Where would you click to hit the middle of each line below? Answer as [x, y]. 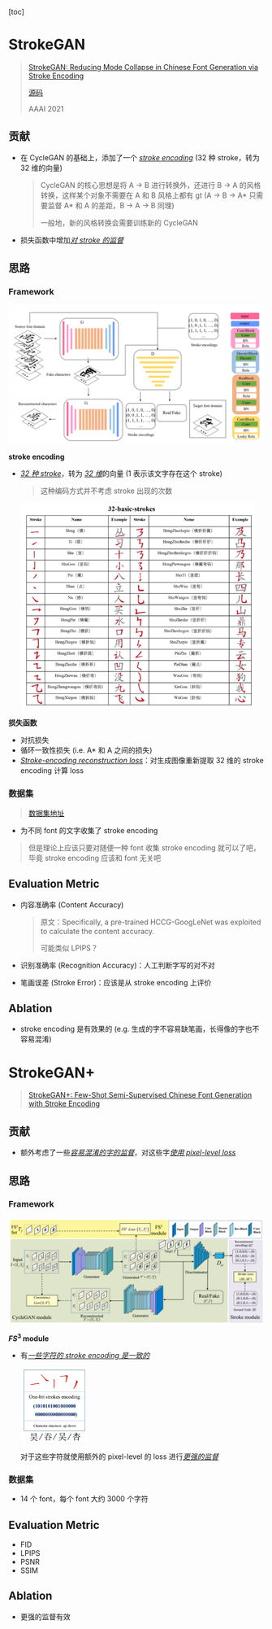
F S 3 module [29, 1338]
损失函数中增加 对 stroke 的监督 [72, 240]
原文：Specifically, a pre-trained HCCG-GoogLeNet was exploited [151, 922]
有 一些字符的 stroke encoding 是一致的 [85, 1356]
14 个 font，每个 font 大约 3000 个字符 [84, 1499]
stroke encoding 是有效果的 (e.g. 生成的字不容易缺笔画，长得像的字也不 [140, 1029]
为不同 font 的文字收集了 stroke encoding [89, 830]
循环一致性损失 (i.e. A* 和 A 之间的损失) [86, 750]
